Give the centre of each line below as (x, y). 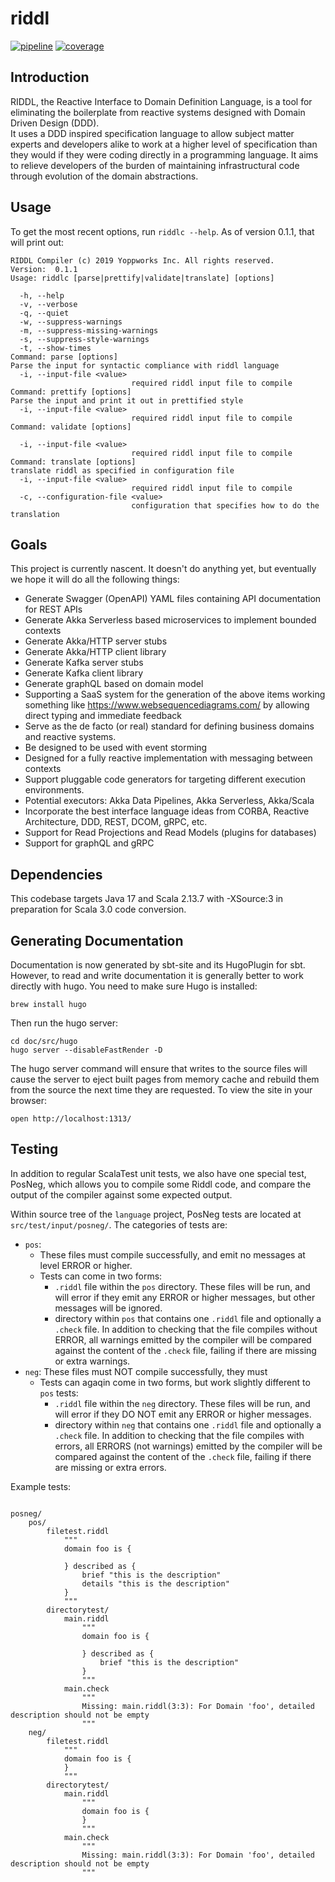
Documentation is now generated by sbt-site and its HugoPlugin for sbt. (158, 965)
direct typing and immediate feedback (103, 716)
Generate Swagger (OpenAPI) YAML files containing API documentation (173, 599)
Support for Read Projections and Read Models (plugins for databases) (170, 833)
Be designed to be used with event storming (116, 748)
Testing (34, 1149)
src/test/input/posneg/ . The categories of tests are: (119, 1224)
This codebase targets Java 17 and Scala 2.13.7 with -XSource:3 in (147, 899)
